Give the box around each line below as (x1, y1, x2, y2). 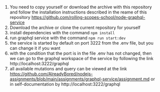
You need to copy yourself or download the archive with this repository (9, 4, 152, 10)
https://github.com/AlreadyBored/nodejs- (9, 71, 93, 77)
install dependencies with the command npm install (9, 30, 115, 35)
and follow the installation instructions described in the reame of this (9, 9, 147, 15)
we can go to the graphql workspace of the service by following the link (9, 56, 154, 61)
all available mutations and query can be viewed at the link (9, 66, 127, 72)
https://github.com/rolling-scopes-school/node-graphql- (31, 15, 145, 20)
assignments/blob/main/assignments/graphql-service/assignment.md (9, 76, 150, 82)
